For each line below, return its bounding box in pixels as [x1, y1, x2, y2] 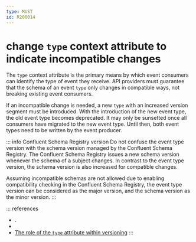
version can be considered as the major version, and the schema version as [6, 187, 191, 195]
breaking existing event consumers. [6, 90, 93, 97]
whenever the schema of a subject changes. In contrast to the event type [6, 157, 184, 164]
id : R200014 [6, 14, 35, 20]
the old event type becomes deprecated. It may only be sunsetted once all [6, 115, 187, 122]
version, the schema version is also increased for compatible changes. [6, 163, 178, 171]
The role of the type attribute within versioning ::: [14, 229, 134, 236]
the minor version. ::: [6, 194, 57, 201]
